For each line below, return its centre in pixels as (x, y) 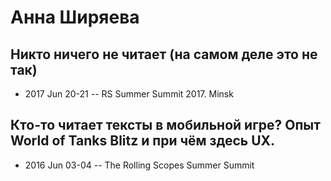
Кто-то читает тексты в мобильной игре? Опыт (165, 125)
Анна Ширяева (75, 17)
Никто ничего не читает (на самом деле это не (164, 54)
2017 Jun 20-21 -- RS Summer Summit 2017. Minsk (129, 94)
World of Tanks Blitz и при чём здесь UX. (143, 141)
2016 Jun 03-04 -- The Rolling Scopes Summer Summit (139, 165)
